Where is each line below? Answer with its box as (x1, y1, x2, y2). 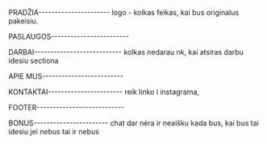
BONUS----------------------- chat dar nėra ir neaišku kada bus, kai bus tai (8, 118, 260, 128)
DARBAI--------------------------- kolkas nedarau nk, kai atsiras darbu (8, 47, 244, 56)
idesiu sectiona (8, 56, 59, 65)
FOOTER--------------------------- (8, 103, 125, 112)
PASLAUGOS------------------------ (8, 32, 129, 41)
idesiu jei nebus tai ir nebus (8, 127, 99, 136)
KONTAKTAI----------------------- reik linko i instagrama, (8, 87, 200, 97)
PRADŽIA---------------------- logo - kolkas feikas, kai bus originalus (8, 8, 240, 17)
